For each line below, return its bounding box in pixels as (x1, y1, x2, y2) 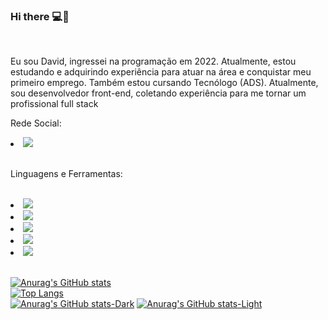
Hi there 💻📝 (10, 9, 70, 23)
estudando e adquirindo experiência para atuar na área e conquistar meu (10, 66, 312, 78)
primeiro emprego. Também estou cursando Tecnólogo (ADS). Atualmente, (10, 77, 319, 89)
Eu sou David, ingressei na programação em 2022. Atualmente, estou (10, 55, 297, 68)
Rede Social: (10, 117, 62, 129)
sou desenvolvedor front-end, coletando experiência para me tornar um (10, 87, 307, 99)
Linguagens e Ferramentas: (10, 168, 123, 180)
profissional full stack (10, 98, 99, 110)
